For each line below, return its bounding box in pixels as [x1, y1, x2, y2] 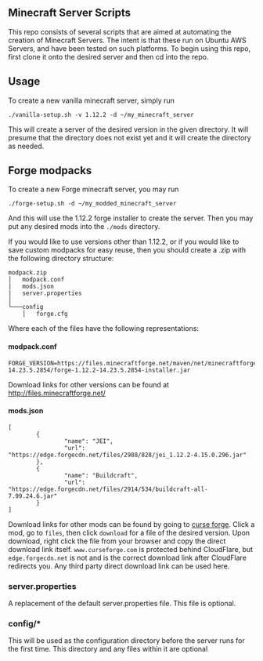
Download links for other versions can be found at [8, 380, 170, 389]
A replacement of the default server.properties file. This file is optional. [8, 599, 236, 608]
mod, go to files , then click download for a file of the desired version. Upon [8, 528, 250, 537]
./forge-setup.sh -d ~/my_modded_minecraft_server [8, 200, 177, 208]
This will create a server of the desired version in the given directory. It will [8, 125, 249, 134]
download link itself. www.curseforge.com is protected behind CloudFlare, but [8, 544, 253, 554]
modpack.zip [8, 269, 47, 277]
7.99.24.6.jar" [8, 492, 58, 500]
